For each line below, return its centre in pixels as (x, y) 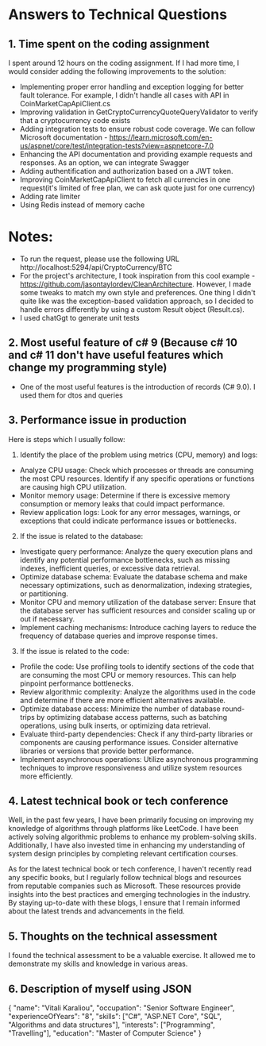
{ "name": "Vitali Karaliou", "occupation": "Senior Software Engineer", (122, 1008)
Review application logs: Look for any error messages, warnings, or (130, 512)
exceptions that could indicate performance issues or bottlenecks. (128, 521)
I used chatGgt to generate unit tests (80, 317)
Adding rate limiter (50, 196)
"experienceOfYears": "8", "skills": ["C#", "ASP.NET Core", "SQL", (115, 1016)
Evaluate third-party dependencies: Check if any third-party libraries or (136, 734)
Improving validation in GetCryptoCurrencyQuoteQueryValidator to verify (139, 112)
